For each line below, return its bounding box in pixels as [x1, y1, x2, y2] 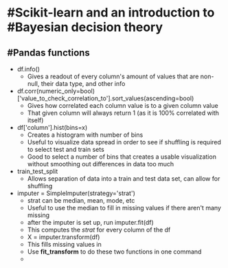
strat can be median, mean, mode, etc [27, 197, 135, 204]
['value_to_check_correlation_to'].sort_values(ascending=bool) [16, 94, 194, 102]
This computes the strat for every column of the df [27, 225, 171, 234]
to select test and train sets [27, 146, 104, 153]
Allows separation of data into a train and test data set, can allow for [27, 175, 220, 183]
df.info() [16, 65, 40, 73]
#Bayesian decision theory [7, 19, 163, 35]
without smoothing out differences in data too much [27, 160, 174, 168]
